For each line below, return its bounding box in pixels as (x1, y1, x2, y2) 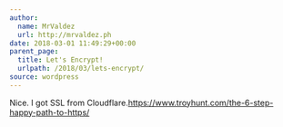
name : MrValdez (17, 22, 76, 31)
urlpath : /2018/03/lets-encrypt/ (17, 64, 145, 73)
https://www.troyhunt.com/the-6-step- (127, 97, 274, 108)
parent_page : (9, 47, 59, 56)
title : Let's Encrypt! (17, 55, 104, 64)
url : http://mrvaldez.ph (17, 30, 112, 39)
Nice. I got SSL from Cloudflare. (9, 97, 129, 108)
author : (9, 13, 39, 23)
